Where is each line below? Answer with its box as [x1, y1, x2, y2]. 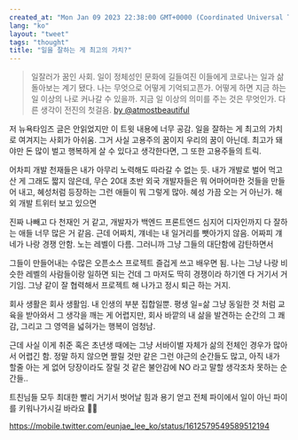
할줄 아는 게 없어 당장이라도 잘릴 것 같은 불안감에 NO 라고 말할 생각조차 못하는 [9, 362, 278, 373]
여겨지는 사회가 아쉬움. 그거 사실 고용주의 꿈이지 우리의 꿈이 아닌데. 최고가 [18, 135, 274, 145]
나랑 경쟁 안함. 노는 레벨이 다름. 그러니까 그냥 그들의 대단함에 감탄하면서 [25, 239, 274, 249]
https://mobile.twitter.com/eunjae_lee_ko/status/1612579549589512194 [9, 420, 271, 431]
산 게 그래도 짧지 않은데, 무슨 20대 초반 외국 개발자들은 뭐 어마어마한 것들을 [9, 176, 269, 186]
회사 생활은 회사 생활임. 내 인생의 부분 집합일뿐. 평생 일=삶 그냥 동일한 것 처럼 [9, 299, 277, 310]
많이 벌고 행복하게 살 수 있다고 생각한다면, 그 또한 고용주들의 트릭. [35, 145, 262, 156]
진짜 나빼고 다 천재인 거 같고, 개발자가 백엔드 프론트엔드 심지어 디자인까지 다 [9, 216, 272, 227]
